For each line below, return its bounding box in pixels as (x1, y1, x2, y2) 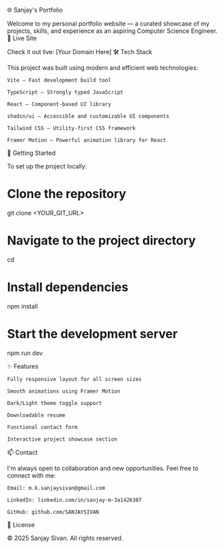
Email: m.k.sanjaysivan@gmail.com (7, 485, 106, 491)
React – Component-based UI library (7, 101, 111, 108)
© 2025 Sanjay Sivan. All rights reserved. (7, 534, 124, 542)
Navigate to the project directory (7, 233, 196, 249)
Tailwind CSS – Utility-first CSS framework (7, 125, 136, 132)
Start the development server (7, 326, 178, 341)
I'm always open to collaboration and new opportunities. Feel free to (7, 464, 199, 472)
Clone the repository (7, 186, 126, 202)
